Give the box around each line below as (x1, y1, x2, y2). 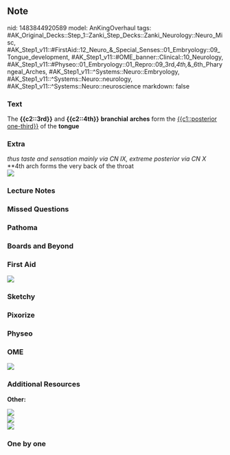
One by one (7, 439, 47, 448)
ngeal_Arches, (7, 67, 48, 75)
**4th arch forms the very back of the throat (7, 162, 134, 170)
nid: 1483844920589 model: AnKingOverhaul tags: (7, 23, 152, 32)
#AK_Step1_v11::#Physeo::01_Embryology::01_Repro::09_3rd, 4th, (7, 60, 187, 68)
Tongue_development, (7, 53, 70, 61)
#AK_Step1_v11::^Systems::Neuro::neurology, (7, 75, 133, 83)
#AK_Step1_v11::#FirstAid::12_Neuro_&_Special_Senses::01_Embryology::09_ (7, 45, 220, 54)
